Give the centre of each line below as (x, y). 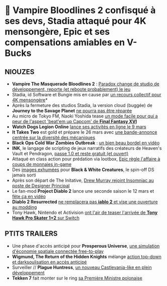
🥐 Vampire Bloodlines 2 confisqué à (80, 10)
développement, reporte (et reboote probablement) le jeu (71, 89)
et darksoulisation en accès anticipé (49, 262)
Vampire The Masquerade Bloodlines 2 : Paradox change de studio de (86, 84)
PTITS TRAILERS (31, 234)
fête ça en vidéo (29, 196)
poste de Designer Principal (41, 186)
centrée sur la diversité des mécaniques (54, 137)
